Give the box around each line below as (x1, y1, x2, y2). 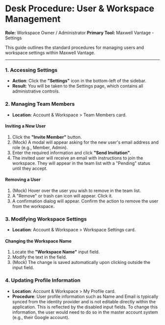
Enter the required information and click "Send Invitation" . (12, 150, 132, 156)
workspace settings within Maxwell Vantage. (5, 50, 96, 56)
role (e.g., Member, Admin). (12, 144, 68, 150)
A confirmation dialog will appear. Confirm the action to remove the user (12, 198, 159, 204)
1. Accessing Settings (5, 66, 58, 73)
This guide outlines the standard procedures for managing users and (5, 44, 144, 50)
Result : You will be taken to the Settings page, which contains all (12, 83, 143, 89)
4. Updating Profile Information (5, 277, 81, 284)
